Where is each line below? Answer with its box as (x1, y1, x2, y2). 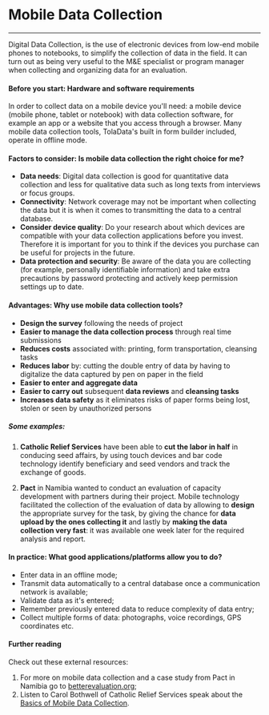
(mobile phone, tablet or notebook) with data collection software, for (8, 110, 234, 119)
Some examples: (8, 422, 66, 432)
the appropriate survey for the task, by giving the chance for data (19, 508, 236, 518)
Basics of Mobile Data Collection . (19, 698, 130, 708)
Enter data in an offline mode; (19, 570, 118, 580)
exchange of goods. (19, 467, 86, 477)
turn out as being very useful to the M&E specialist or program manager (8, 56, 245, 66)
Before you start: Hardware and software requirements (8, 83, 195, 93)
